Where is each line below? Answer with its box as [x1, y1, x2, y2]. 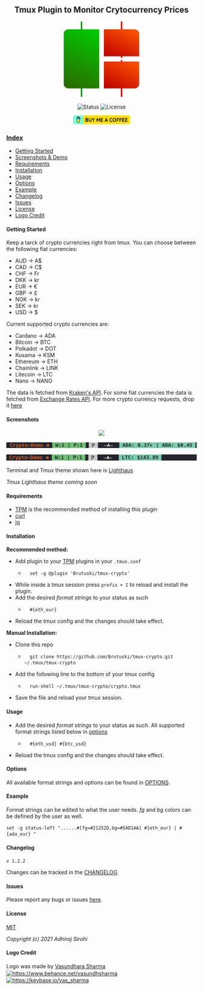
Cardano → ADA [14, 332, 56, 339]
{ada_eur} [6, 831, 31, 837]
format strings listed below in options [14, 727, 108, 735]
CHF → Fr [14, 270, 40, 278]
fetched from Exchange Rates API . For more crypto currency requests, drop [6, 395, 195, 403]
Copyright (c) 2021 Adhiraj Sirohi [6, 935, 88, 942]
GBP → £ [14, 289, 38, 296]
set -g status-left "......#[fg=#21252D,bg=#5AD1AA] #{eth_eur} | [6, 825, 177, 831]
